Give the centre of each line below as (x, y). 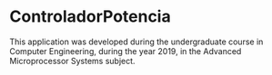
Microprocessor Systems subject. (72, 61)
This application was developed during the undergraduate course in (136, 42)
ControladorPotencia (90, 17)
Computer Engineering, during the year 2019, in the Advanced (126, 51)
